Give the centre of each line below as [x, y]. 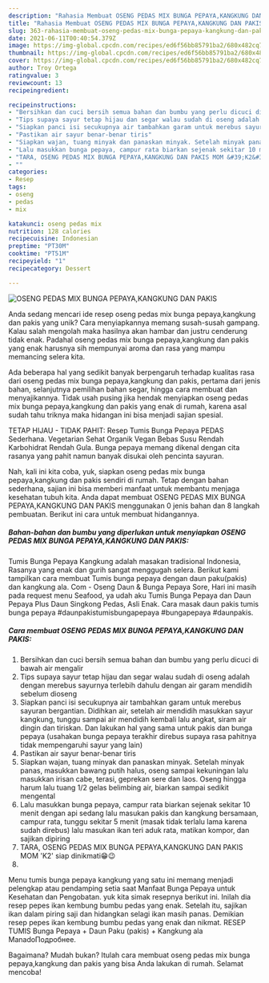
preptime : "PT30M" [39, 246]
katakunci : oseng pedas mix [55, 224]
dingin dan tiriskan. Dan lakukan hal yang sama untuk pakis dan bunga [136, 728]
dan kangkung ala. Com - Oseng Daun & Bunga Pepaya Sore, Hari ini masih [132, 587]
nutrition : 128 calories [50, 231]
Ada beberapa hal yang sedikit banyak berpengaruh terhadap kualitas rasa [131, 372]
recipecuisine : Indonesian [53, 239]
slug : [17, 30]
